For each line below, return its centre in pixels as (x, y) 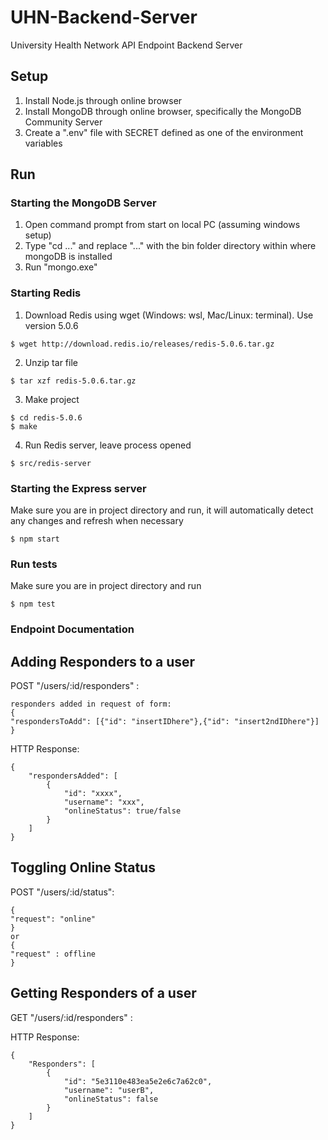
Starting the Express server (78, 488)
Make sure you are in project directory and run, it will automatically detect (162, 510)
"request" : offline (53, 954)
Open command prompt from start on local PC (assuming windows (162, 225)
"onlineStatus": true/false (122, 811)
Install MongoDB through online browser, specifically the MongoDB (163, 111)
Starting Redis (46, 293)
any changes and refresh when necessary (97, 521)
